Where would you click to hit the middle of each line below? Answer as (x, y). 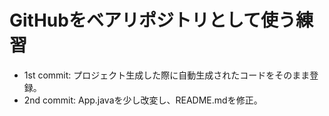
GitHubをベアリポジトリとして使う (153, 20)
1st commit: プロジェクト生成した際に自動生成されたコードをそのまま (167, 75)
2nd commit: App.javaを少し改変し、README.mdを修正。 (143, 100)
